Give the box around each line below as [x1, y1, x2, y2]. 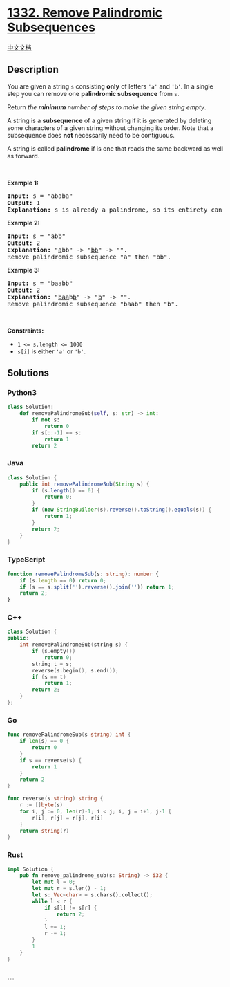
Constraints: [7, 326, 44, 335]
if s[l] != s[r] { [44, 904, 97, 911]
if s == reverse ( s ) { [19, 757, 82, 764]
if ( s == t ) [32, 673, 67, 681]
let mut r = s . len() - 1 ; [32, 885, 107, 892]
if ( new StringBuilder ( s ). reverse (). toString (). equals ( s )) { [32, 506, 212, 513]
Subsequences [7, 19, 95, 35]
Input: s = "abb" [7, 232, 66, 240]
